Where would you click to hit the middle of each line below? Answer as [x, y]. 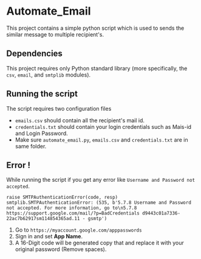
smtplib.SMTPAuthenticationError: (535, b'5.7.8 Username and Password [99, 203]
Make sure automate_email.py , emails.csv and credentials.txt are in [101, 140]
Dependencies [34, 54]
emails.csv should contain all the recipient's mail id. [80, 120]
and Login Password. [41, 133]
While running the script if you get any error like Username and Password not [101, 180]
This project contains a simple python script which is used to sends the [95, 28]
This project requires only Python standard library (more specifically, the [97, 68]
